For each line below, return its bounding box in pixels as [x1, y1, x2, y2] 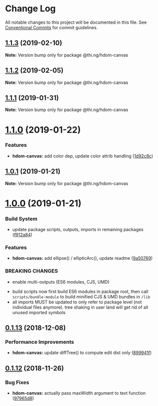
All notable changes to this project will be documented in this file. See [5, 19, 147, 25]
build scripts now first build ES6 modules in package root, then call [12, 288, 149, 294]
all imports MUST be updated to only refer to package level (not [12, 299, 142, 305]
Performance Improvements [5, 339, 75, 346]
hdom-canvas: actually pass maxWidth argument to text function [12, 390, 146, 396]
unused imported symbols [12, 309, 66, 315]
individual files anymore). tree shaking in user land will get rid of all [12, 304, 148, 310]
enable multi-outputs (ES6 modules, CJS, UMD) [12, 279, 110, 284]
